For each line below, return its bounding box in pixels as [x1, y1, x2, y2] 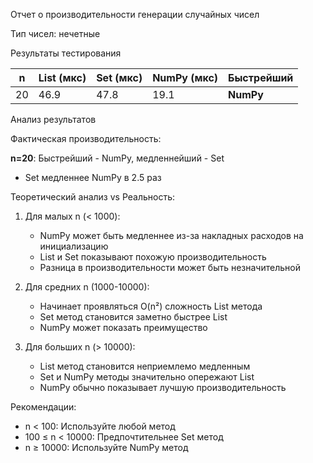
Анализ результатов [10, 114, 97, 125]
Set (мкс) [96, 71, 143, 84]
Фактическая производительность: [10, 133, 162, 144]
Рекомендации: [10, 401, 77, 413]
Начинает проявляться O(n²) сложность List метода [39, 300, 263, 312]
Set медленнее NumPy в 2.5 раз [24, 172, 162, 183]
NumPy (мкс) [152, 71, 219, 84]
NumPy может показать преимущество [39, 322, 208, 333]
